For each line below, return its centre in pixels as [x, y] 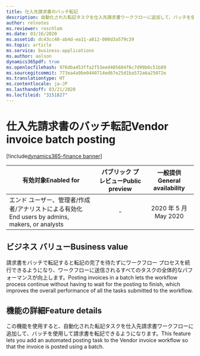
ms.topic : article [29, 45]
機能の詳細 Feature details [54, 310]
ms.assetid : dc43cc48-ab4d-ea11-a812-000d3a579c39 [70, 39]
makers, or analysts [37, 224]
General [169, 180]
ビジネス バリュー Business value [67, 247]
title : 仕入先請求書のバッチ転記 [42, 12]
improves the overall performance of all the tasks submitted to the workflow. [100, 290]
